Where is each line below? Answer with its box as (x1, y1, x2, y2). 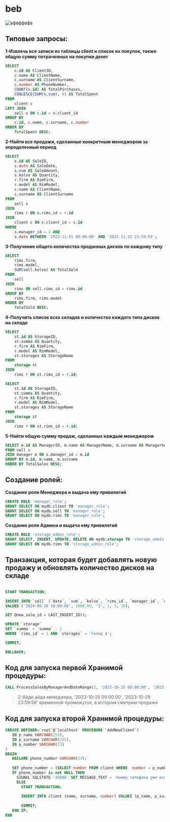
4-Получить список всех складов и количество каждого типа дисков (5, 314, 160, 321)
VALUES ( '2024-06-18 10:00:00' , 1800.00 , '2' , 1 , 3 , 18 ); (5, 603, 130, 609)
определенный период (5, 144, 57, 150)
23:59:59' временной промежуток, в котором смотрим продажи (17, 700, 158, 706)
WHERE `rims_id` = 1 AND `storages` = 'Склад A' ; (5, 631, 112, 636)
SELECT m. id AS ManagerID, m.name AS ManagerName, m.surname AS (5, 442, 144, 448)
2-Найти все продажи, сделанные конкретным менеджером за (5, 138, 148, 145)
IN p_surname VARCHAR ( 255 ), (12, 737, 71, 742)
